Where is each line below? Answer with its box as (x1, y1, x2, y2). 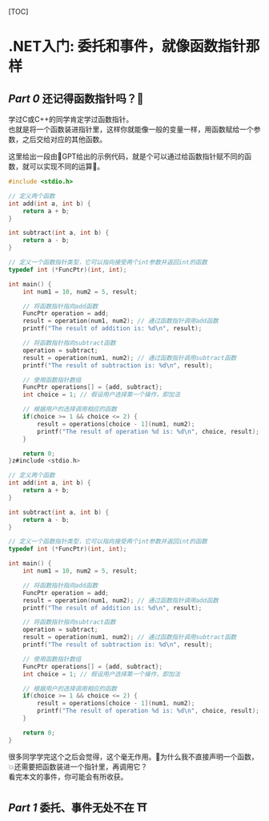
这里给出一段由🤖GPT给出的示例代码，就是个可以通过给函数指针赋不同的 (8, 152, 245, 161)
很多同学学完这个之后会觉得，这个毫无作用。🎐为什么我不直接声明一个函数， (8, 751, 259, 761)
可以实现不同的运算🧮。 (29, 162, 105, 171)
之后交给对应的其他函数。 (22, 135, 106, 144)
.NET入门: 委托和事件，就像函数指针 (8, 38, 247, 55)
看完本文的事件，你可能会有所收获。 (8, 771, 128, 781)
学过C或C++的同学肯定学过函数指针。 (8, 115, 134, 123)
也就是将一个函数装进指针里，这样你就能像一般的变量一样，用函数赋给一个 (8, 124, 254, 134)
